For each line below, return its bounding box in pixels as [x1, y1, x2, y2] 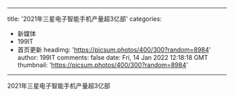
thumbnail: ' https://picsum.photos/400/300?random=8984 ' [17, 61, 189, 69]
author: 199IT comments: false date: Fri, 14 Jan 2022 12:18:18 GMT [17, 54, 208, 61]
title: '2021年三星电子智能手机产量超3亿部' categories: [7, 15, 162, 23]
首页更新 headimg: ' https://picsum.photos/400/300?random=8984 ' [17, 46, 211, 54]
